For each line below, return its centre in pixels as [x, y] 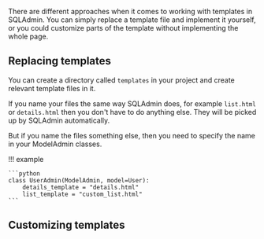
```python [24, 173]
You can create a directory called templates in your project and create [121, 80]
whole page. [28, 36]
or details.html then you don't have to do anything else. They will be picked [132, 112]
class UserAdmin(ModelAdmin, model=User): [79, 180]
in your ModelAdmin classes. [55, 144]
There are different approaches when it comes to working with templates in [130, 11]
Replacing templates [60, 61]
